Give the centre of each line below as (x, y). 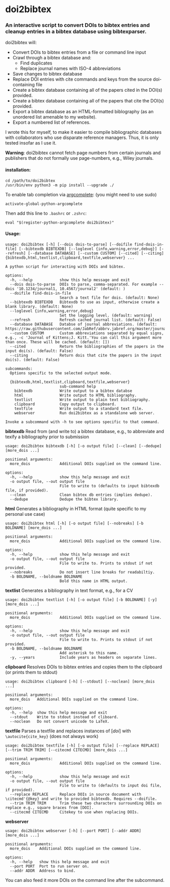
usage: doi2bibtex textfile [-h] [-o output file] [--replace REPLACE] (82, 746)
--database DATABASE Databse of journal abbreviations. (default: (83, 324)
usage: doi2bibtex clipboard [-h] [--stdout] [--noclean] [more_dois (80, 681)
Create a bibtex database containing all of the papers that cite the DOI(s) (88, 101)
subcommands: (19, 369)
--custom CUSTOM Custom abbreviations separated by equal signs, (87, 333)
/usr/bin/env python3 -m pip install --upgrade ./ (60, 185)
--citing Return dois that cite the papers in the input (86, 355)
